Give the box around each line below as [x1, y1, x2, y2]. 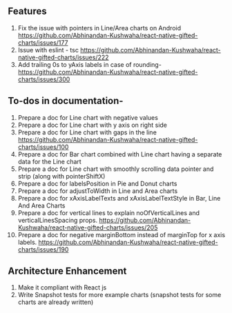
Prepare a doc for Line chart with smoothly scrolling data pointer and [17, 165, 214, 173]
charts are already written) [17, 298, 94, 306]
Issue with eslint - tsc [17, 46, 79, 54]
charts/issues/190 [17, 245, 69, 254]
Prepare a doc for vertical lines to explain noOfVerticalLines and [17, 208, 200, 216]
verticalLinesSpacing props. [17, 216, 98, 224]
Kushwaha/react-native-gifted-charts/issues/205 [17, 223, 158, 232]
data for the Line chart [17, 157, 81, 165]
